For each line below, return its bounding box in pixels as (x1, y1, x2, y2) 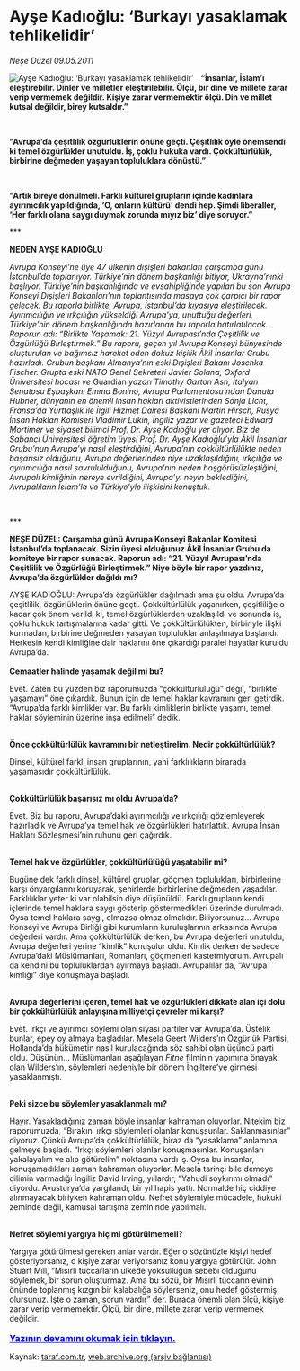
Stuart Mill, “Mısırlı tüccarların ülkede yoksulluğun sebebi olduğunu (9, 1265, 257, 1276)
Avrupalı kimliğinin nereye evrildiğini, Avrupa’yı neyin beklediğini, (9, 471, 249, 482)
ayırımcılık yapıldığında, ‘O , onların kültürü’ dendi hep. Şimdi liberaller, (9, 200, 277, 211)
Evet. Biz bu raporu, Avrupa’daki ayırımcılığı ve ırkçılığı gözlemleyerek (9, 810, 265, 820)
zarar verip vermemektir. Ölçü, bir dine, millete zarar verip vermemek (9, 1303, 264, 1314)
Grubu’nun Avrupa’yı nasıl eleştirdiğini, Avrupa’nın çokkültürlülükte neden (9, 443, 282, 453)
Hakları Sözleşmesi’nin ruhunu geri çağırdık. (9, 829, 172, 840)
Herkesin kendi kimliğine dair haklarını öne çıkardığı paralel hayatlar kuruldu (9, 637, 289, 648)
